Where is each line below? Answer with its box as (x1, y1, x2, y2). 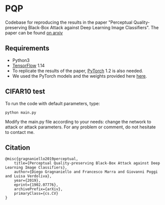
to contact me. (5, 129, 35, 135)
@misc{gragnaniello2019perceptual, (5, 157, 79, 162)
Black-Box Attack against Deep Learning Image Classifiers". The (28, 24, 159, 30)
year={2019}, (14, 178, 41, 183)
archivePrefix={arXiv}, (14, 187, 63, 192)
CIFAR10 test (5, 87, 45, 96)
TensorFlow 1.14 (12, 62, 45, 68)
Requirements (5, 44, 49, 52)
